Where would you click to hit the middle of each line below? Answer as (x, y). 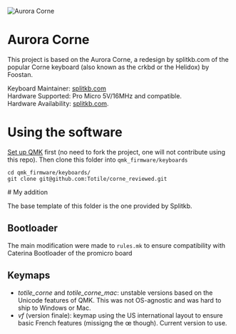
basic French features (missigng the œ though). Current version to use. (122, 323)
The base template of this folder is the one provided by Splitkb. (100, 206)
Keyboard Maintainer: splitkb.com (57, 88)
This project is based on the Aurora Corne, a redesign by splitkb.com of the (118, 59)
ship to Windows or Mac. (54, 308)
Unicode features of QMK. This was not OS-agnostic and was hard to (119, 300)
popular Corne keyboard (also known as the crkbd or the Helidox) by (108, 67)
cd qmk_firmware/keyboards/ (49, 172)
